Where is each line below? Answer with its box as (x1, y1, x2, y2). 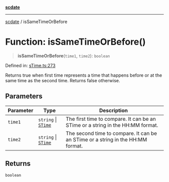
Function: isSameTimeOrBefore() (5, 36, 146, 48)
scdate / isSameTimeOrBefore (5, 19, 68, 25)
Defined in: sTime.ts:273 (5, 62, 56, 68)
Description (99, 107, 128, 114)
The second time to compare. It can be (65, 130, 157, 137)
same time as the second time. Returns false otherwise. (5, 77, 121, 83)
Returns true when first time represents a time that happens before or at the (5, 72, 162, 78)
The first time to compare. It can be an (65, 115, 156, 122)
